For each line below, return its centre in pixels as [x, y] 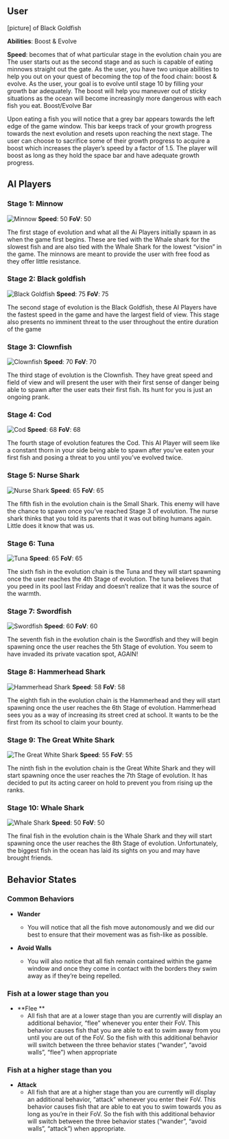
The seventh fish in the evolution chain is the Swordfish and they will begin [112, 640]
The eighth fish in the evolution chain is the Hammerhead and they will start [114, 700]
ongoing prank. [28, 397]
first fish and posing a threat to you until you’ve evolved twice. [95, 458]
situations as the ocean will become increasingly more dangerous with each [114, 98]
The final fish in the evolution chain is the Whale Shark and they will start [110, 836]
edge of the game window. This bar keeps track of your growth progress [110, 126]
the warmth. [24, 593]
